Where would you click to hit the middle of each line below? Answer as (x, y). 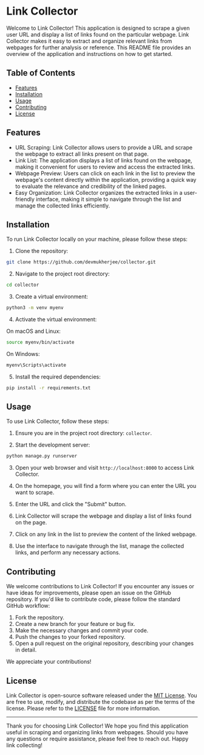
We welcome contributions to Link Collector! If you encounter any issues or (100, 586)
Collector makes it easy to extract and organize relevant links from (89, 41)
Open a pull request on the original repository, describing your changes (104, 644)
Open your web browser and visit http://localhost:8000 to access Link (105, 468)
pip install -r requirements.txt (49, 388)
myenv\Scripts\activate (36, 365)
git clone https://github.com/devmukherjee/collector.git (81, 262)
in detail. (26, 650)
